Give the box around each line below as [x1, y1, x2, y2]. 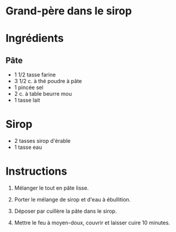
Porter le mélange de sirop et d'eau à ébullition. [14, 196, 131, 203]
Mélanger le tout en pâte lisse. [14, 184, 89, 192]
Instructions [5, 164, 67, 178]
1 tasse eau [14, 144, 42, 151]
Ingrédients [5, 32, 64, 45]
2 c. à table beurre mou [14, 90, 72, 97]
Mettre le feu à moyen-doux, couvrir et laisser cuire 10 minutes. [14, 219, 171, 227]
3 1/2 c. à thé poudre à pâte [14, 78, 82, 85]
